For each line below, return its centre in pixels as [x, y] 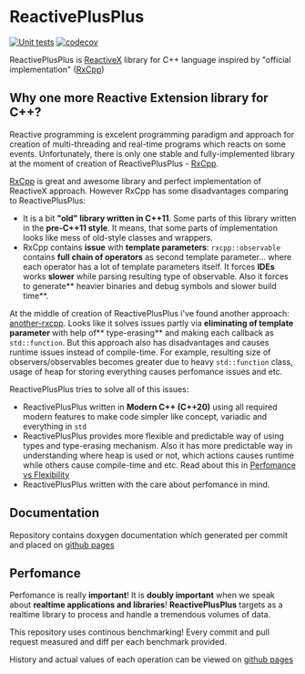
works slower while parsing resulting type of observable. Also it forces [155, 276]
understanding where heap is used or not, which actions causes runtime [158, 455]
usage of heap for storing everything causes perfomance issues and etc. [146, 371]
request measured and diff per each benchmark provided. [118, 642]
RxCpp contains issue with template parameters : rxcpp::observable [151, 247]
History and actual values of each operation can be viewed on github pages [152, 659]
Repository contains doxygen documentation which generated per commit [149, 534]
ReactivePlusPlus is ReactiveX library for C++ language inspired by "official [150, 59]
